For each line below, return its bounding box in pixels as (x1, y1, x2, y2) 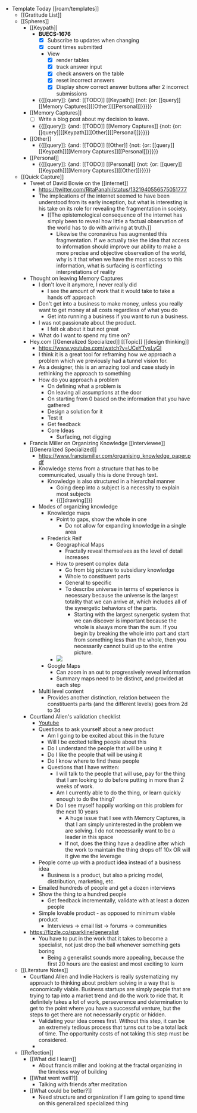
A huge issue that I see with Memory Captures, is (65, 814, 186, 821)
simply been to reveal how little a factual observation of (47, 217, 183, 224)
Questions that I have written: (47, 763, 120, 770)
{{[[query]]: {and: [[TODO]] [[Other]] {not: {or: (38, 141, 151, 149)
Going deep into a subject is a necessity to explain (56, 483, 180, 491)
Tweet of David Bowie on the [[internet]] (29, 179, 129, 187)
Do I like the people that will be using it (47, 751, 142, 758)
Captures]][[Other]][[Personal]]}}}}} (64, 103, 152, 110)
